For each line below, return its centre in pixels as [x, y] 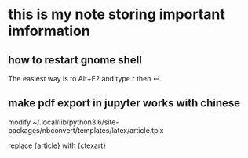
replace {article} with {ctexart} [57, 145]
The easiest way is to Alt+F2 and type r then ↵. [85, 79]
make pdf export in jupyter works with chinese [124, 103]
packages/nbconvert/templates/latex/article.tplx [86, 130]
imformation [49, 31]
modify [20, 122]
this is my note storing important [117, 14]
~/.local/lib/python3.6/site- [76, 122]
